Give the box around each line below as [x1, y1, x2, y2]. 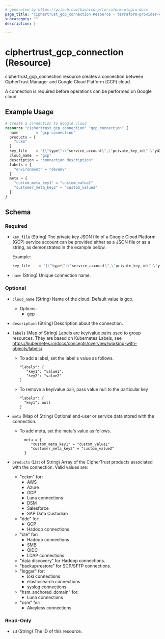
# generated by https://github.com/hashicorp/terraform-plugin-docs [5, 7, 148, 12]
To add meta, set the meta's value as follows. [19, 427, 111, 434]
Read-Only [5, 617, 32, 624]
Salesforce [27, 505, 49, 511]
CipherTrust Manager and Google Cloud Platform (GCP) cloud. [5, 79, 131, 85]
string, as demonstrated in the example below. [12, 245, 106, 250]
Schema [5, 208, 31, 216]
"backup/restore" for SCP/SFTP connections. [19, 563, 111, 568]
